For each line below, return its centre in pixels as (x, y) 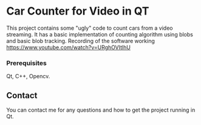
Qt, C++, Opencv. (28, 76)
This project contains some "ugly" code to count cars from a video (90, 28)
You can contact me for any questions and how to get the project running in (101, 110)
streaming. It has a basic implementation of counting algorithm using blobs (100, 34)
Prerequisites (26, 63)
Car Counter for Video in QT (78, 11)
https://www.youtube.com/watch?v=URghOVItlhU (68, 47)
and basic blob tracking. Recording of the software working (80, 41)
